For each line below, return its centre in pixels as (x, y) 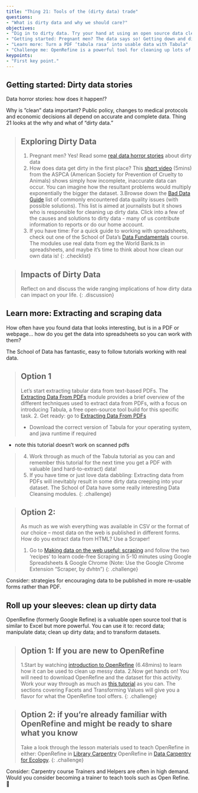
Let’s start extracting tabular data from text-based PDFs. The (94, 390)
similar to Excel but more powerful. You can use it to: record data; (85, 626)
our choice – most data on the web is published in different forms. (100, 533)
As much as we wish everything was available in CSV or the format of (105, 527)
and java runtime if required (63, 433)
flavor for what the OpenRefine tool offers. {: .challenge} (89, 696)
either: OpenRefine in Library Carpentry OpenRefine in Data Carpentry (106, 753)
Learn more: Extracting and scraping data (84, 313)
